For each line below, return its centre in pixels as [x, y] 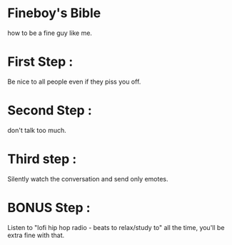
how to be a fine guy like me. [50, 33]
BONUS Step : [49, 207]
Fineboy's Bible [54, 13]
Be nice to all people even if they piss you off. [74, 81]
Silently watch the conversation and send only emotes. [88, 179]
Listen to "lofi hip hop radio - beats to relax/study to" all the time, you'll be [116, 227]
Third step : [42, 159]
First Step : [40, 62]
